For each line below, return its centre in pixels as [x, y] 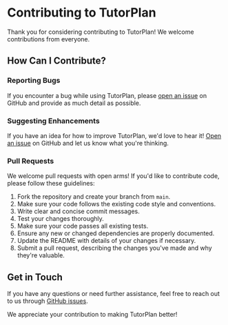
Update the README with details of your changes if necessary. [106, 241]
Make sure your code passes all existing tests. [83, 226]
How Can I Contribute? [57, 61]
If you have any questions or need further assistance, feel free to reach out [114, 294]
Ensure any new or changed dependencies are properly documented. [116, 233]
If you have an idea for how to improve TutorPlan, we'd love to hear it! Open [114, 135]
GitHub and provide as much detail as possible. [74, 103]
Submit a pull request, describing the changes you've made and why [114, 248]
